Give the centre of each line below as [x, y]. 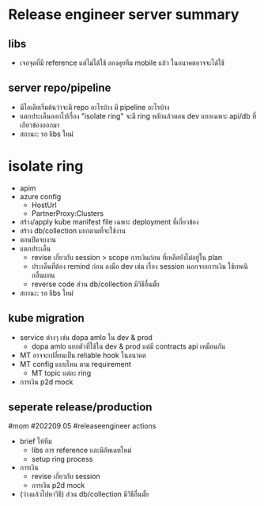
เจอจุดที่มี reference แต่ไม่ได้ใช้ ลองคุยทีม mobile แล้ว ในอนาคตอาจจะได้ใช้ [122, 62]
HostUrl [44, 205]
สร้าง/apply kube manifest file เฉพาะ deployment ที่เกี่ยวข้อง [109, 221]
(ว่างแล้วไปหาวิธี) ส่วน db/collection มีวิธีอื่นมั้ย [84, 494]
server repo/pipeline [60, 88]
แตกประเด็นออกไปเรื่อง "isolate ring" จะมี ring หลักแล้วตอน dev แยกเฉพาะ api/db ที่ [138, 115]
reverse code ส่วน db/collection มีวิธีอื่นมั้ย [95, 284]
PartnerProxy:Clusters [68, 213]
